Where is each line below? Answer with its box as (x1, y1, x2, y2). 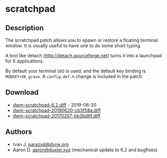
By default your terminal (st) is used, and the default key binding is (5, 68, 146, 74)
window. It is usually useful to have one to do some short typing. (5, 43, 142, 49)
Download (5, 88, 39, 97)
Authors (5, 128, 32, 136)
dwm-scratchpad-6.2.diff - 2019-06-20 (12, 102, 97, 108)
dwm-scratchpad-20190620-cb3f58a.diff (12, 107, 101, 113)
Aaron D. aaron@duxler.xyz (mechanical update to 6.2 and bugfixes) (12, 147, 158, 153)
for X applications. (5, 58, 44, 64)
